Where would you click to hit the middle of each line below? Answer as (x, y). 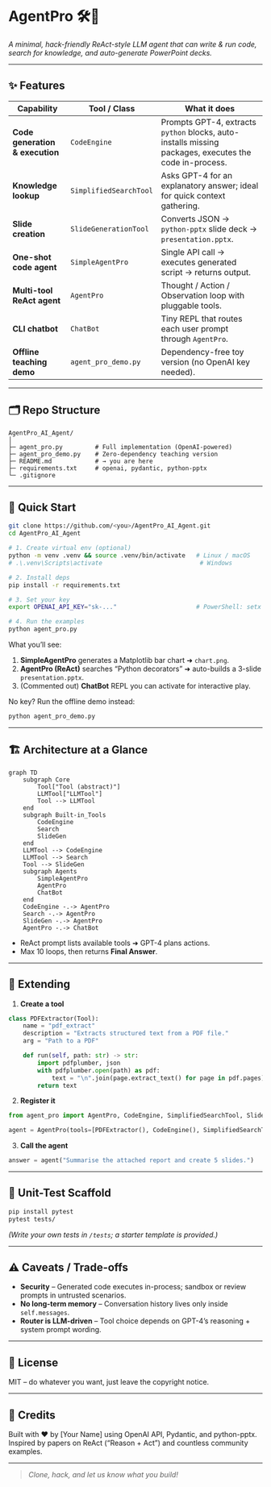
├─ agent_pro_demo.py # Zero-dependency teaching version (113, 454)
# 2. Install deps (39, 577)
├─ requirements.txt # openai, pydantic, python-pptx (108, 468)
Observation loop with (203, 295)
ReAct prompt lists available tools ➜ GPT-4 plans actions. (115, 943)
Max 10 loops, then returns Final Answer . (89, 951)
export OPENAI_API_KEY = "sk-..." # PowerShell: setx (135, 607)
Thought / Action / (195, 285)
